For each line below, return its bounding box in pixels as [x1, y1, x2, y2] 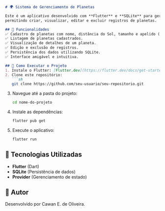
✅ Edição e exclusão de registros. [5, 45, 79, 50]
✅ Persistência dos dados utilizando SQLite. [5, 50, 101, 55]
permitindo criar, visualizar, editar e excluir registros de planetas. [5, 18, 157, 23]
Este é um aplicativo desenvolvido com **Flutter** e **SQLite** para [5, 13, 153, 18]
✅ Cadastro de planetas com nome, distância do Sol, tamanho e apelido [5, 31, 156, 36]
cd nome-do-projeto [12, 100, 53, 105]
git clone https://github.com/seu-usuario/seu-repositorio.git [11, 82, 144, 87]
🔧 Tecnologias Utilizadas [5, 151, 82, 159]
